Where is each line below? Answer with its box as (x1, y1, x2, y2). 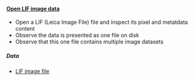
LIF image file (15, 67, 50, 75)
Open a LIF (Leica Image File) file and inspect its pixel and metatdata (15, 18, 188, 26)
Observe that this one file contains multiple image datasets (15, 38, 164, 45)
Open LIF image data (6, 5, 60, 12)
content (15, 25, 35, 33)
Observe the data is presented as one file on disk (15, 31, 140, 39)
